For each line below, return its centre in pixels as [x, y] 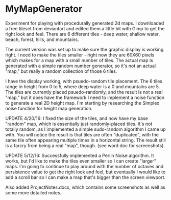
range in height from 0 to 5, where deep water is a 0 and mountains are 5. [83, 86]
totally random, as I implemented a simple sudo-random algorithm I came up [86, 129]
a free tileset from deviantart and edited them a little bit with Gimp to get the [85, 28]
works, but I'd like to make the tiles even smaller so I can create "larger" [81, 161]
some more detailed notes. [33, 192]
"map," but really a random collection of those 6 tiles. [61, 71]
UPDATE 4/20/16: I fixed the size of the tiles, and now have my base [77, 118]
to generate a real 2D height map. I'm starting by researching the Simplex [82, 103]
